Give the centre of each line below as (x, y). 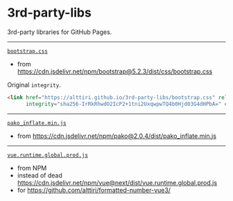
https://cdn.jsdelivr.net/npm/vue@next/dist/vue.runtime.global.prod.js (117, 182)
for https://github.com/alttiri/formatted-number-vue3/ (94, 190)
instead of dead (40, 175)
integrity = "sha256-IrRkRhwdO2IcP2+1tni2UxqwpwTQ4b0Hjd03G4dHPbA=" (123, 104)
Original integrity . (34, 85)
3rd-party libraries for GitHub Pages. (60, 32)
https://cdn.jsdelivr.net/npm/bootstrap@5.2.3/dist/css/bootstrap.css (115, 71)
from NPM (32, 168)
